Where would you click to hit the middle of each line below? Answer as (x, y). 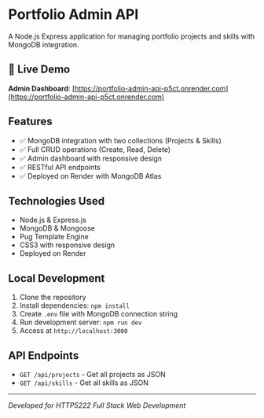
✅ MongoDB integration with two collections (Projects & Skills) (120, 140)
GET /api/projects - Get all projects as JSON (93, 374)
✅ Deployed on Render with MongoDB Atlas (90, 176)
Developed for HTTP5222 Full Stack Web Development (97, 405)
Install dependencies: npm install (74, 305)
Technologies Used (56, 201)
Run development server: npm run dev (81, 322)
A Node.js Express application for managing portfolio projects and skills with (132, 36)
